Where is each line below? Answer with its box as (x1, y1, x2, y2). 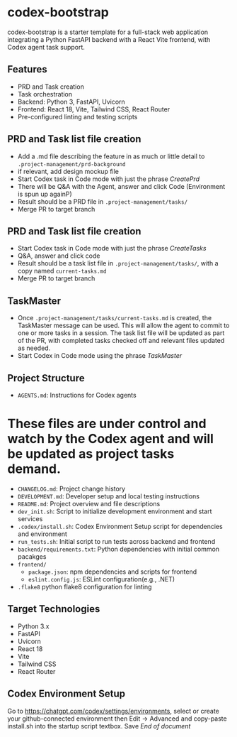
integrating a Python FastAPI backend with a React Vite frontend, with (7, 35, 211, 43)
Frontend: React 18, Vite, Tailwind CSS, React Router (17, 104, 170, 114)
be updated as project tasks (7, 446, 175, 462)
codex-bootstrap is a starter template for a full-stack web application (7, 28, 209, 36)
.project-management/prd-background (17, 160, 126, 168)
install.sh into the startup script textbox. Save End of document (7, 721, 191, 730)
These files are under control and (7, 416, 207, 432)
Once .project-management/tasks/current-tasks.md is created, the (17, 314, 212, 322)
